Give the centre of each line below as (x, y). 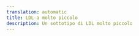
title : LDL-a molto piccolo (42, 18)
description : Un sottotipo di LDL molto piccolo (69, 23)
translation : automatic (37, 12)
